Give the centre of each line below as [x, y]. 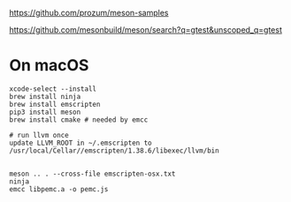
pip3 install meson [45, 112]
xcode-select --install [53, 89]
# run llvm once [39, 135]
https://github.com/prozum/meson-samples [89, 13]
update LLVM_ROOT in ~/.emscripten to [80, 143]
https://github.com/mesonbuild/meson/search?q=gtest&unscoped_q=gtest [146, 30]
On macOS [49, 66]
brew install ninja [45, 96]
